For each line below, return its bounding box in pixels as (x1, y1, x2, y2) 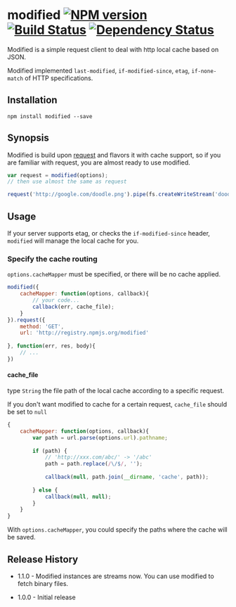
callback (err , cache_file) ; (32, 303, 114, 310)
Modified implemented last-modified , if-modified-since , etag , (7, 66, 190, 75)
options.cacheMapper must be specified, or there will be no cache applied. (7, 270, 221, 279)
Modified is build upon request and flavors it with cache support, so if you (7, 151, 221, 159)
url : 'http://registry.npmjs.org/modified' (20, 329, 150, 337)
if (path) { (32, 447, 68, 454)
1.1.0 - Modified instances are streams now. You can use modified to (17, 572, 214, 580)
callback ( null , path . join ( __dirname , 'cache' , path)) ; (44, 473, 209, 480)
